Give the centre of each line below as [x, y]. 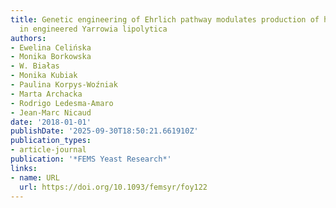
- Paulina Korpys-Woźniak [64, 85]
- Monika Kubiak [44, 76]
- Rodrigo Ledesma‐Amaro [62, 103]
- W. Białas [35, 66]
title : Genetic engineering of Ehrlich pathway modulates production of [165, 19]
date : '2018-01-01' [51, 122]
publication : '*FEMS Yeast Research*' [91, 159]
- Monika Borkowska [51, 57]
